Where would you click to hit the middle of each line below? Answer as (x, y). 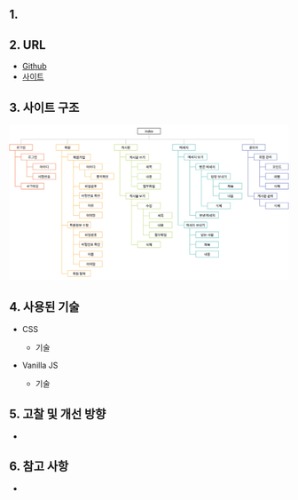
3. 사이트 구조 (44, 107)
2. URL (27, 45)
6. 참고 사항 (39, 467)
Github (34, 67)
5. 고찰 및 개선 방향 (58, 414)
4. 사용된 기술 (44, 307)
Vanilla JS (40, 365)
